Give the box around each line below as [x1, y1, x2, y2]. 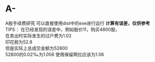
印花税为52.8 [5, 38, 33, 45]
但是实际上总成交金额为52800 [5, 45, 68, 51]
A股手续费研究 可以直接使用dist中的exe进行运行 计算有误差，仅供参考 [5, 20, 150, 26]
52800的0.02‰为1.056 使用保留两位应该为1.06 [5, 51, 104, 57]
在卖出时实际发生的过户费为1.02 [5, 32, 72, 38]
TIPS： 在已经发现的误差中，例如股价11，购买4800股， [5, 26, 120, 32]
